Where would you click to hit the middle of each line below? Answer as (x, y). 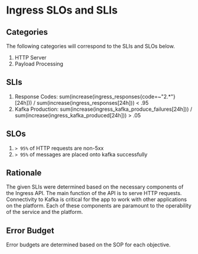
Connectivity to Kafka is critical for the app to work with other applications (97, 199)
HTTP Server (30, 57)
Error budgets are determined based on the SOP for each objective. (88, 245)
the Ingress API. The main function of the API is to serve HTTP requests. (94, 193)
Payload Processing (39, 64)
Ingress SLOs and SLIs (62, 10)
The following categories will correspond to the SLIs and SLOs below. (91, 46)
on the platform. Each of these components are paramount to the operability (99, 206)
